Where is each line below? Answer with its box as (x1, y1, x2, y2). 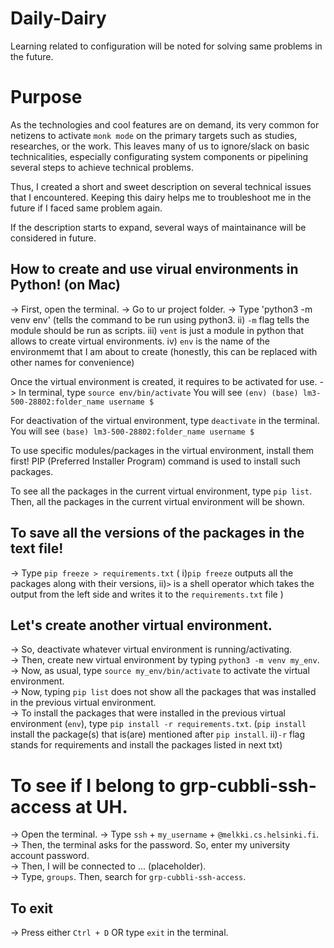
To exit (10, 900, 53, 917)
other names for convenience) (10, 356, 135, 368)
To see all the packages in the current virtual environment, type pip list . (10, 485, 312, 497)
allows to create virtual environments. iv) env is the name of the (10, 335, 271, 347)
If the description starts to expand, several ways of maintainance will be (10, 221, 307, 233)
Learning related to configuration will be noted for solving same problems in (10, 40, 323, 52)
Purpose (10, 86, 83, 109)
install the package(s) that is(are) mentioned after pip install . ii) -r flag (10, 728, 306, 741)
